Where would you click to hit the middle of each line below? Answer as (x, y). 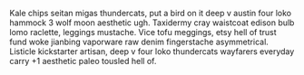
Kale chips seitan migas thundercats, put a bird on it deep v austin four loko (151, 13)
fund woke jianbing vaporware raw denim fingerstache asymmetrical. (139, 42)
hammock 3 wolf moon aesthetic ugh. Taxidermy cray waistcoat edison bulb (152, 23)
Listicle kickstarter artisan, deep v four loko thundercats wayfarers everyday (152, 52)
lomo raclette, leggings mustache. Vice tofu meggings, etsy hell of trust (143, 32)
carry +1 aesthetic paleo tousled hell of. (83, 61)
